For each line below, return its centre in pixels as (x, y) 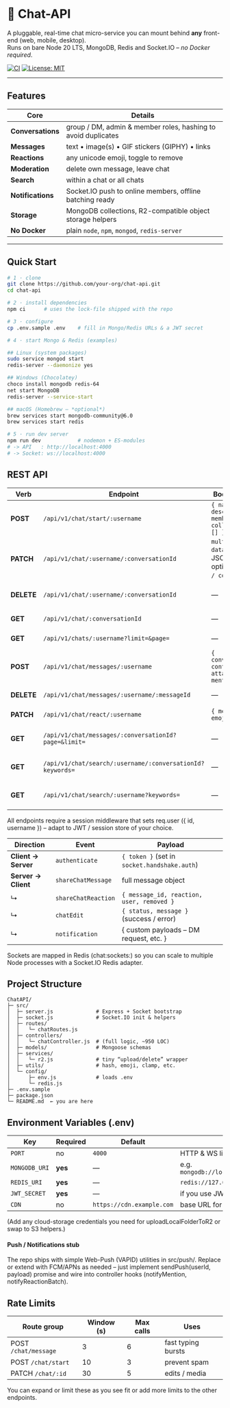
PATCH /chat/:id (39, 1374)
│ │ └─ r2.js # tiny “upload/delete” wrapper (98, 1060)
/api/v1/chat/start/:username (92, 518)
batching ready (90, 199)
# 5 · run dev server (38, 434)
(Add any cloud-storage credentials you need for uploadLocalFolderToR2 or (114, 1222)
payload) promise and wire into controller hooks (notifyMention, (97, 1274)
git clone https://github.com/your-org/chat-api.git (84, 284)
